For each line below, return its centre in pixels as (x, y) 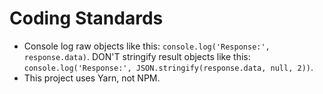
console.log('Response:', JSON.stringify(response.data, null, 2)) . (168, 67)
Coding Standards (86, 18)
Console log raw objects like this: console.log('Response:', (147, 46)
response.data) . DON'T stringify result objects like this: (137, 56)
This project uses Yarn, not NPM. (92, 78)
